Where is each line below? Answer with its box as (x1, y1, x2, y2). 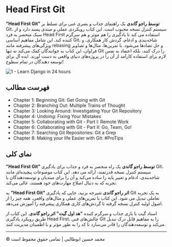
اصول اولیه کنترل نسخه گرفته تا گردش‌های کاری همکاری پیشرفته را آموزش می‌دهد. (6, 200, 163, 207)
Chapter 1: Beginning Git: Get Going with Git (13, 97, 105, 103)
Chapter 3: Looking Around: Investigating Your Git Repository (13, 107, 142, 114)
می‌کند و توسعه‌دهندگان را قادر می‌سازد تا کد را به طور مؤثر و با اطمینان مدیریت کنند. (6, 221, 166, 227)
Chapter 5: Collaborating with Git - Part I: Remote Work (13, 119, 129, 125)
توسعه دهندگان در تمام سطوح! (6, 58, 64, 64)
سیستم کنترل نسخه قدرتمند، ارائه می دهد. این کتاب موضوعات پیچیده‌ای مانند (6, 169, 151, 175)
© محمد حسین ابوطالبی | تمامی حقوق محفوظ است (6, 236, 105, 242)
